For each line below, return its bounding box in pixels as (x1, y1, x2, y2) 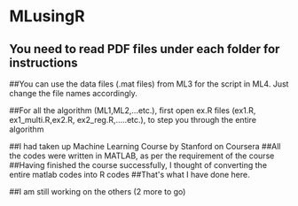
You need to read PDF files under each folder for (9, 42, 280, 57)
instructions (9, 55, 78, 70)
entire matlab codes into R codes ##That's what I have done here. (9, 170, 250, 179)
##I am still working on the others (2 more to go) (9, 187, 186, 196)
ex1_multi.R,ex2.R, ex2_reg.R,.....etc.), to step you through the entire (9, 115, 257, 125)
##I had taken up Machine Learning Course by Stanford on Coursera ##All (9, 141, 281, 151)
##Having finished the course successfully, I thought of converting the (9, 160, 268, 170)
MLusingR (9, 6, 86, 27)
